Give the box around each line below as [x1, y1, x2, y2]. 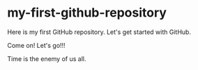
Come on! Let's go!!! [7, 41, 66, 49]
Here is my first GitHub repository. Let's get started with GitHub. [7, 28, 192, 36]
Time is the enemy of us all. [7, 54, 86, 63]
